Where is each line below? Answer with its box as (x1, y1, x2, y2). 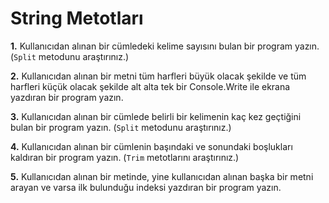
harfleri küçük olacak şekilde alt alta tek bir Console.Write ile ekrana (10, 80, 291, 92)
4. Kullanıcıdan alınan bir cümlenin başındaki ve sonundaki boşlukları (10, 140, 293, 152)
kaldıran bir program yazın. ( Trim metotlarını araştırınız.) (10, 151, 240, 163)
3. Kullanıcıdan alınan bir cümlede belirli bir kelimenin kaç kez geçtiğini (10, 110, 302, 122)
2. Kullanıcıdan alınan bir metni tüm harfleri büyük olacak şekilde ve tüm (10, 70, 307, 82)
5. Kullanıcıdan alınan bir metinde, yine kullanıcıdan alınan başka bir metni (10, 170, 314, 182)
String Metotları (10, 7, 144, 30)
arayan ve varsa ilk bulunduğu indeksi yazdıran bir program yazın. (10, 181, 282, 193)
